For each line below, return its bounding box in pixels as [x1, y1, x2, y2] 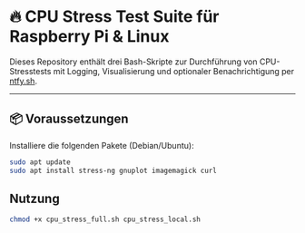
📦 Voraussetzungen [9, 112, 129, 127]
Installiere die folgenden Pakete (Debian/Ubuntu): [9, 140, 194, 150]
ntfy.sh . [9, 75, 38, 86]
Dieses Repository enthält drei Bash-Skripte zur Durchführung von [9, 56, 258, 67]
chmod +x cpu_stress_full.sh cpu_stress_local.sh [9, 215, 202, 224]
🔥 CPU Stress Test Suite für [9, 6, 220, 27]
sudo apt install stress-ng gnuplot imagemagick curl [9, 166, 218, 175]
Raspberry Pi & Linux [9, 26, 170, 47]
